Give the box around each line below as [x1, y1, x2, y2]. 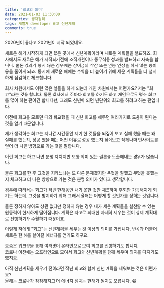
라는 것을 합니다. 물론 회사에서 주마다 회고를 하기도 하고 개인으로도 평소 [11, 92, 147, 97]
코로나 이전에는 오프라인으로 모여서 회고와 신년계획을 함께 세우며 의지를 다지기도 [5, 249, 159, 255]
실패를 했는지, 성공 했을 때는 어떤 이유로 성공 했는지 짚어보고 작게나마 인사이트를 [5, 137, 159, 143]
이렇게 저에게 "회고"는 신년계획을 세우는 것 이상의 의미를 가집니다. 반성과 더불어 [5, 226, 157, 232]
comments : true [5, 26, 36, 31]
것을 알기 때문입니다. [5, 120, 45, 126]
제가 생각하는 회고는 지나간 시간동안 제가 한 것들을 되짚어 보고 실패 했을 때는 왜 [5, 131, 156, 137]
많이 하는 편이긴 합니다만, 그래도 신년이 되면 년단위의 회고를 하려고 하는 [10, 97, 146, 103]
